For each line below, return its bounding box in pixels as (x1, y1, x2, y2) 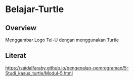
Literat (5, 51, 26, 60)
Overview (5, 24, 37, 32)
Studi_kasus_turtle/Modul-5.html (5, 70, 73, 76)
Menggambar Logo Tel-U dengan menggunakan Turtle (5, 37, 119, 43)
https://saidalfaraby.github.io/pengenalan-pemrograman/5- (5, 64, 129, 71)
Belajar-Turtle (5, 4, 64, 15)
